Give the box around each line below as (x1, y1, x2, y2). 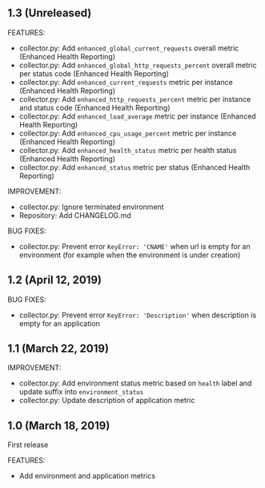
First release (7, 440, 49, 450)
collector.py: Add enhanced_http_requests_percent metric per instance (18, 94, 251, 103)
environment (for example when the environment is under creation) (18, 250, 241, 260)
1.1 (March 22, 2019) (7, 342, 110, 356)
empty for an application (18, 318, 101, 328)
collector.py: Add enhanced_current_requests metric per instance (18, 77, 233, 87)
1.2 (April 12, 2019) (7, 273, 102, 287)
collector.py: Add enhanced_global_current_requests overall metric (18, 43, 239, 53)
